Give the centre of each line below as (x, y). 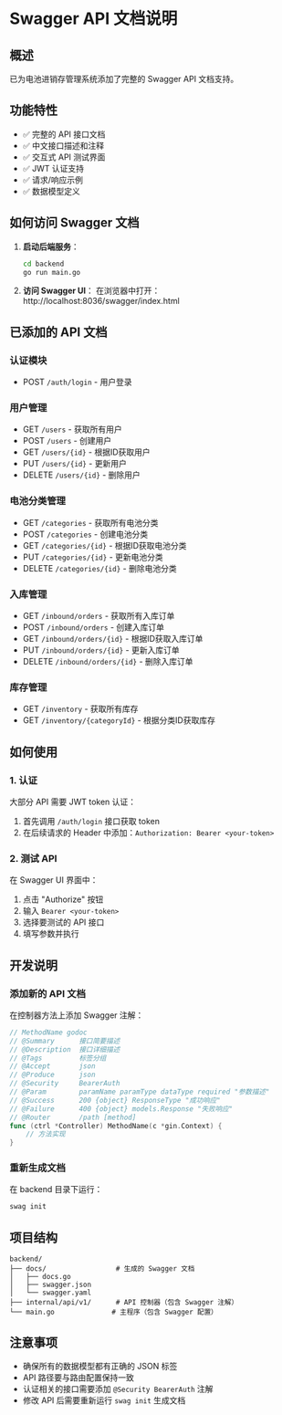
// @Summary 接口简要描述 (65, 1041)
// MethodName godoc (49, 1032)
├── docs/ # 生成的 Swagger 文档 (102, 1269)
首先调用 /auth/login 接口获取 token (91, 821)
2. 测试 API (33, 858)
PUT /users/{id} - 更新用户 (75, 464)
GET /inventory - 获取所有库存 (80, 709)
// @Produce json (52, 1075)
